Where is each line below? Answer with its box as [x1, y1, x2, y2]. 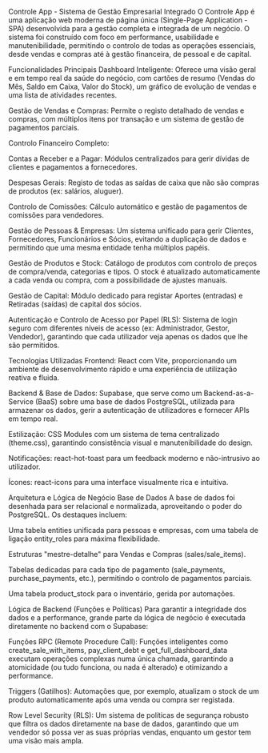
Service [8, 397, 34, 407]
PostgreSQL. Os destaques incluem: [8, 510, 128, 519]
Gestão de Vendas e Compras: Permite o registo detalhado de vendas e [8, 106, 245, 115]
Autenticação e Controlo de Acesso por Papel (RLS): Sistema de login [8, 315, 238, 324]
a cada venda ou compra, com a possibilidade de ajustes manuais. [8, 275, 228, 285]
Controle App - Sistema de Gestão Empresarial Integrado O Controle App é [8, 7, 255, 16]
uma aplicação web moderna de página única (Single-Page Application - [8, 15, 248, 25]
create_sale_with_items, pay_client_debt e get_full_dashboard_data [8, 646, 228, 655]
